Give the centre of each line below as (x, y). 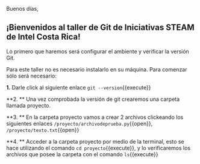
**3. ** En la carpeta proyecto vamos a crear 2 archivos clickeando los (95, 117)
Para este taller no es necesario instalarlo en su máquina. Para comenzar (97, 69)
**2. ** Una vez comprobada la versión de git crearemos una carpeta (93, 99)
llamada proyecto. (29, 105)
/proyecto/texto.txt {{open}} (43, 130)
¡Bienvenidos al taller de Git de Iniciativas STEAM (100, 27)
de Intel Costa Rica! (43, 37)
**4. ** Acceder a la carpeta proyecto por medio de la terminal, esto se (95, 141)
